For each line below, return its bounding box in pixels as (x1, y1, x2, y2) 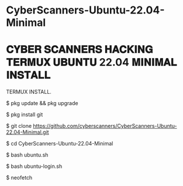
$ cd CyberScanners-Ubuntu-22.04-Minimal (6, 140, 113, 147)
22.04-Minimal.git (6, 128, 49, 136)
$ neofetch (6, 174, 33, 181)
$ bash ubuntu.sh (6, 151, 49, 158)
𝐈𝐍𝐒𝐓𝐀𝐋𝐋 (6, 69, 51, 82)
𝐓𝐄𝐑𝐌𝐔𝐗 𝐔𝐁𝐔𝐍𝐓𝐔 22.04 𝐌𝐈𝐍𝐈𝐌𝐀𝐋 (6, 56, 177, 69)
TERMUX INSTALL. (6, 89, 51, 96)
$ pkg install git (6, 111, 43, 118)
